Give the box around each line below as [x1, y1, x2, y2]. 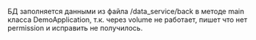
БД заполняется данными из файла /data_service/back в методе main [7, 7, 245, 16]
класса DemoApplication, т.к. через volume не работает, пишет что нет [7, 15, 248, 24]
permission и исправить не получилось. [7, 24, 143, 32]
